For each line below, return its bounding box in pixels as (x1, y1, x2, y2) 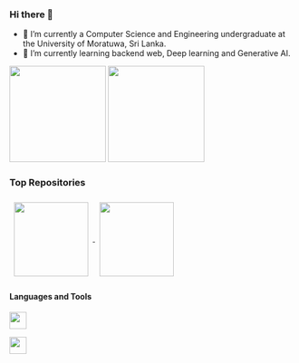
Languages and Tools (9, 291, 92, 302)
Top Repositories (9, 177, 86, 189)
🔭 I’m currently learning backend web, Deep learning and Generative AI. (22, 48, 291, 59)
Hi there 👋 (9, 8, 54, 21)
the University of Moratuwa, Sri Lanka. (22, 38, 167, 49)
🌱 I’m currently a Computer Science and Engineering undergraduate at (22, 29, 285, 40)
